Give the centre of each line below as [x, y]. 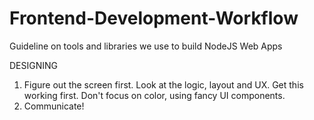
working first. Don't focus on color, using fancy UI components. [154, 95]
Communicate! [54, 106]
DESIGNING [34, 65]
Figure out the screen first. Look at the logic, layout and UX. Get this [163, 84]
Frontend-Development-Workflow [154, 18]
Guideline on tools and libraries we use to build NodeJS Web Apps [146, 46]
